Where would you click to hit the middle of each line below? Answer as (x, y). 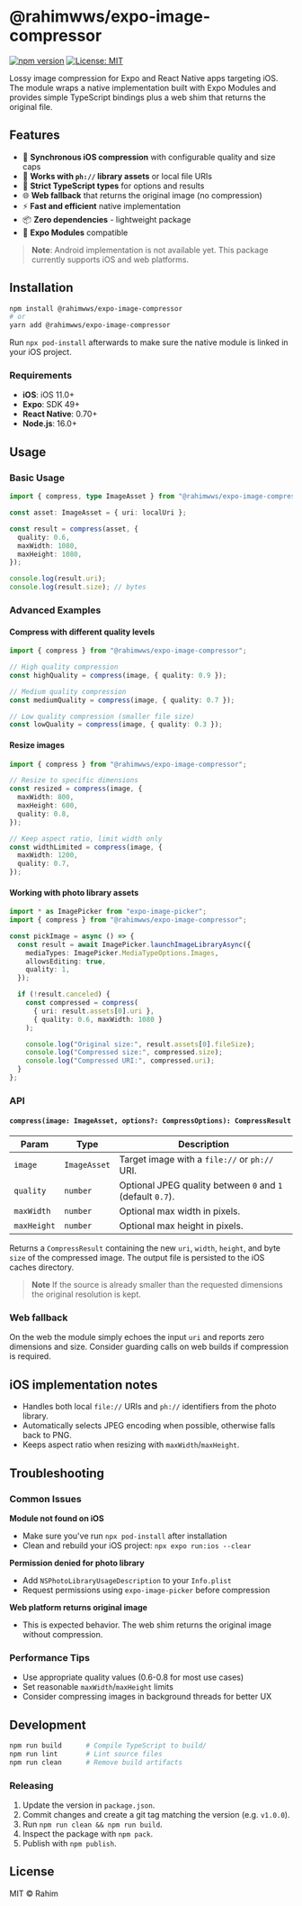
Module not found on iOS (57, 1518)
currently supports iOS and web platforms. (110, 260)
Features (35, 136)
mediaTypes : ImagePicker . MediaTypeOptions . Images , (122, 953)
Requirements (41, 376)
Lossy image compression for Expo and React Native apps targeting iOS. (144, 78)
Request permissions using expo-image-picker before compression (146, 1590)
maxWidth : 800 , (46, 798)
